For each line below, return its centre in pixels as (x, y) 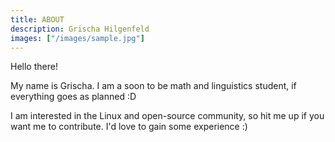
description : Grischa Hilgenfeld (80, 29)
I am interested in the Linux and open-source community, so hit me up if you (167, 116)
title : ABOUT (37, 19)
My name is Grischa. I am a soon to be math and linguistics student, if (153, 86)
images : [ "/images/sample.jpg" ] (77, 38)
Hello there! (34, 67)
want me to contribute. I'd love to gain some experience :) (129, 127)
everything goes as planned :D (73, 97)
